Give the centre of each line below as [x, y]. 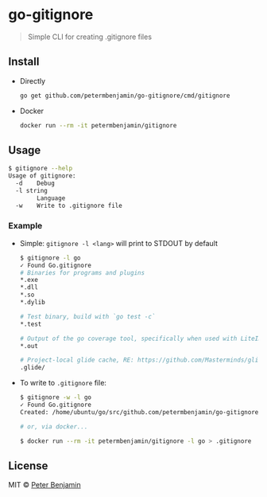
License [28, 466]
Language [51, 198]
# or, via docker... [54, 427]
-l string [31, 190]
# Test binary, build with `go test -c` [87, 316]
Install [24, 62]
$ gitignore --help [41, 169]
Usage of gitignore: [43, 176]
